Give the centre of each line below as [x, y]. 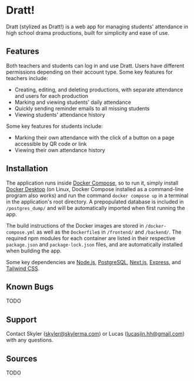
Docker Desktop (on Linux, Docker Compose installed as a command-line [95, 189]
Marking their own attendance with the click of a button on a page [94, 137]
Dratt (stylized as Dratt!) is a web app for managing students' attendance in [97, 27]
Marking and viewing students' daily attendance [73, 102]
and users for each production [51, 96]
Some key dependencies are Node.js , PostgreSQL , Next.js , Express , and [93, 262]
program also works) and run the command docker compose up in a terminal [97, 195]
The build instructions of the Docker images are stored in [75, 225]
